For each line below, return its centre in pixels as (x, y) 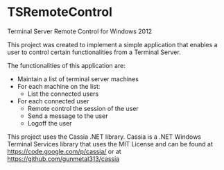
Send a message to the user (68, 116)
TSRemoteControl (60, 12)
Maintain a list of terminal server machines (78, 79)
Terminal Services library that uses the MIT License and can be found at (110, 144)
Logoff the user (50, 123)
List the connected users (63, 94)
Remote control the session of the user (83, 108)
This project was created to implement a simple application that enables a (112, 44)
